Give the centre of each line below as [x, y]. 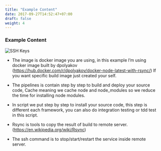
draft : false [18, 18]
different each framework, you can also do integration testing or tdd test [84, 110]
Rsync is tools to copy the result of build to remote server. [70, 124]
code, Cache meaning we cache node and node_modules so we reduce [84, 90]
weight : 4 [15, 23]
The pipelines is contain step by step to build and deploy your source [81, 85]
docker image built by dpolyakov [45, 65]
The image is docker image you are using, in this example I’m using [79, 60]
